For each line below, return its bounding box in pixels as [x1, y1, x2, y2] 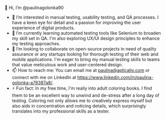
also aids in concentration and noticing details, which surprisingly [11, 103, 146, 109]
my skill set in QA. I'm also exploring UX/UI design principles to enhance [11, 35, 160, 41]
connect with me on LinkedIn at [11, 74, 77, 80]
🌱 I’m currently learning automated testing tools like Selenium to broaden [11, 30, 161, 36]
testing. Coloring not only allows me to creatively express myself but [11, 98, 152, 104]
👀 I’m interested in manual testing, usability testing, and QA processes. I [11, 14, 159, 20]
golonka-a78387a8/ [11, 80, 53, 85]
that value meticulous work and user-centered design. [11, 62, 123, 67]
